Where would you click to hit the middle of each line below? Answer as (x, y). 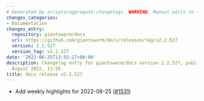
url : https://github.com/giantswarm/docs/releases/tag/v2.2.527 (95, 40)
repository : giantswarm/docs (49, 35)
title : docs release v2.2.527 (45, 74)
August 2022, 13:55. (38, 68)
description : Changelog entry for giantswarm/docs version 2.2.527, (95, 63)
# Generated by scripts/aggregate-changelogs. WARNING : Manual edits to (100, 12)
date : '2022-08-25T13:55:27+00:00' (51, 57)
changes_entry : (25, 29)
